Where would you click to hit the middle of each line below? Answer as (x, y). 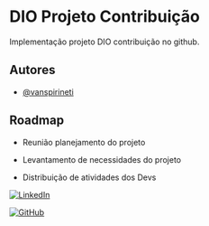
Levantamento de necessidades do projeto (102, 159)
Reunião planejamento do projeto (84, 142)
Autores (32, 70)
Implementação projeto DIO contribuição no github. (104, 42)
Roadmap (37, 121)
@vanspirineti (48, 91)
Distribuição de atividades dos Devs (89, 177)
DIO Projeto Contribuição (104, 17)
